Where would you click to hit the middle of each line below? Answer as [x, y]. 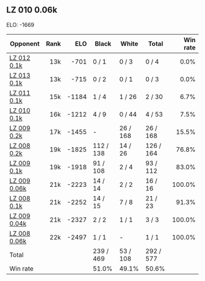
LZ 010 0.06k [32, 10]
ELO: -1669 [20, 24]
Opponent [25, 43]
